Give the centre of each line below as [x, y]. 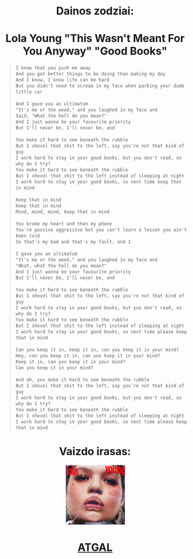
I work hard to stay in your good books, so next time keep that [98, 182]
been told [28, 236]
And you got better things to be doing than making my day [91, 74]
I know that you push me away [53, 68]
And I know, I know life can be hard [62, 80]
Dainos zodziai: [95, 11]
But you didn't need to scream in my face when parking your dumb [100, 86]
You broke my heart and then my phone [64, 224]
